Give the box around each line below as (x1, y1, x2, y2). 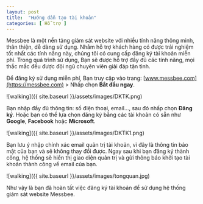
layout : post (6, 9, 40, 15)
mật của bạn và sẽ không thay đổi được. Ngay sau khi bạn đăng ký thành (6, 147, 190, 155)
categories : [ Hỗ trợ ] (6, 20, 67, 26)
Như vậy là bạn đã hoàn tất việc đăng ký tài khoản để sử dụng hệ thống (6, 184, 186, 192)
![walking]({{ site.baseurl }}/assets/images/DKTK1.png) (6, 129, 145, 137)
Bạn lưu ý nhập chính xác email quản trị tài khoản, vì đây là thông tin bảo (6, 141, 189, 149)
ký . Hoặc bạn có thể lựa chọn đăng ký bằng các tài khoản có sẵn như (6, 111, 181, 119)
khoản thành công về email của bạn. (6, 161, 98, 168)
